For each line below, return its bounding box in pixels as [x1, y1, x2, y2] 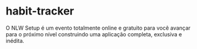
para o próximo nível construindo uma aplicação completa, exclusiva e [5, 30, 182, 38]
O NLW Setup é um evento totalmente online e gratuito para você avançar [5, 24, 191, 31]
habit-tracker [5, 4, 74, 18]
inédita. [5, 37, 25, 44]
